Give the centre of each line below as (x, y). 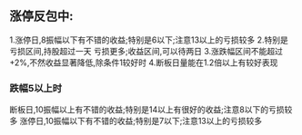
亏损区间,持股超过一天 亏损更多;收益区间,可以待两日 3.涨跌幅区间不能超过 (146, 51)
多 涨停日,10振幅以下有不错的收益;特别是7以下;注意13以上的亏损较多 (136, 121)
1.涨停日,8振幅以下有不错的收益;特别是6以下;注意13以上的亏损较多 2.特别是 (149, 40)
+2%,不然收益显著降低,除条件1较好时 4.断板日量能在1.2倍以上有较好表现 (144, 63)
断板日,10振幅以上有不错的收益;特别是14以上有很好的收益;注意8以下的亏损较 (151, 110)
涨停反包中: (42, 16)
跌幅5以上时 (35, 88)
